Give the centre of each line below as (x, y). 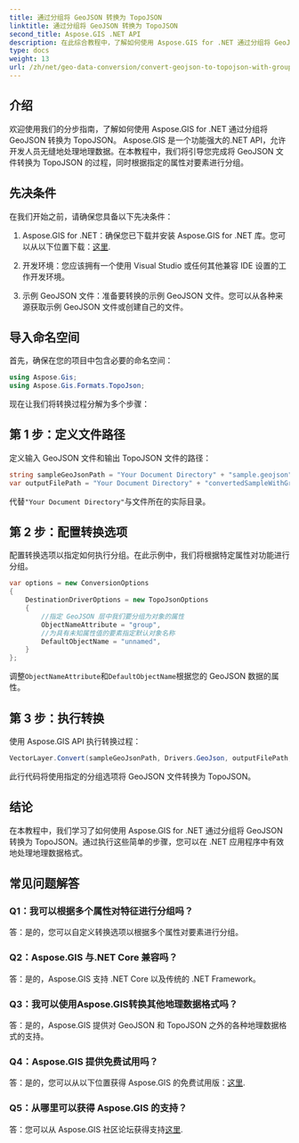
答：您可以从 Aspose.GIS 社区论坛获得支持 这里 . (97, 1129)
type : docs (29, 51)
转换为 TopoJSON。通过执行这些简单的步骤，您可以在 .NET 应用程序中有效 (147, 841)
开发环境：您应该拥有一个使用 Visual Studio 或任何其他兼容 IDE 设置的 (150, 265)
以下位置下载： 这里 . (74, 246)
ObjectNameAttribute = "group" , (101, 625)
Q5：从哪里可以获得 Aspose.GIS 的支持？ (98, 1108)
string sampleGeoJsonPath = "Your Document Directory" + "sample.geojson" (151, 475)
